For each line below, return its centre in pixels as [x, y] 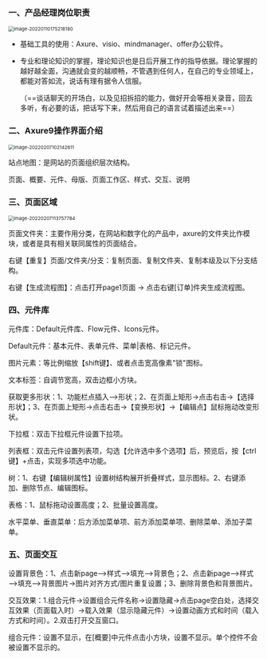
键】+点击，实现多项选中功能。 [60, 461]
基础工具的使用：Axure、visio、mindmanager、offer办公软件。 [124, 44]
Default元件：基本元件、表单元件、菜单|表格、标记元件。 [102, 346]
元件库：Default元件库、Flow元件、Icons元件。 [86, 329]
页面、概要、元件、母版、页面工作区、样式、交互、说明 [99, 179]
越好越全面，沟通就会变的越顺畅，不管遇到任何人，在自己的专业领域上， [138, 71]
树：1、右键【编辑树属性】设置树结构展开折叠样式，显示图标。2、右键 [124, 478]
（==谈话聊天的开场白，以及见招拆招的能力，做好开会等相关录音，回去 [136, 98]
